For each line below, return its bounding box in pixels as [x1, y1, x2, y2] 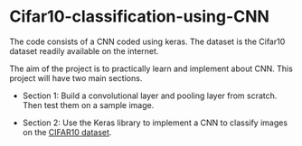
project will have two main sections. [9, 72, 143, 83]
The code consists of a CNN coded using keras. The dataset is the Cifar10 [9, 36, 286, 47]
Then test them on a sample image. [22, 99, 155, 110]
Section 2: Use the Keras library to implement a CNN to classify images [22, 117, 288, 128]
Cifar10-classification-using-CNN [9, 6, 269, 27]
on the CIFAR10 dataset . [22, 126, 112, 137]
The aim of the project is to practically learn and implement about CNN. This [9, 63, 294, 74]
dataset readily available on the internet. [9, 45, 159, 56]
